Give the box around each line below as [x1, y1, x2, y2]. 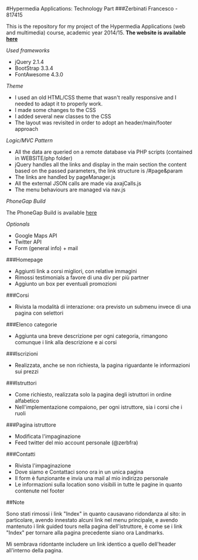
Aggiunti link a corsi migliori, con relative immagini [14, 268, 137, 274]
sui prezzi [14, 368, 39, 375]
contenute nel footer [14, 487, 65, 494]
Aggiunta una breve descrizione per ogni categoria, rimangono [14, 332, 168, 340]
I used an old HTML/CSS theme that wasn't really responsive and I [14, 94, 177, 101]
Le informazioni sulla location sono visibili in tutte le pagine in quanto [14, 481, 183, 488]
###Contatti [6, 450, 35, 457]
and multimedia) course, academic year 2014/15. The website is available [6, 29, 186, 36]
